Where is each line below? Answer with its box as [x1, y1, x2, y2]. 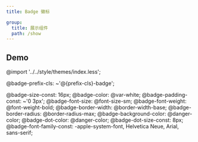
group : [6, 19, 23, 26]
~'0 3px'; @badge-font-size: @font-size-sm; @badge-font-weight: [23, 97, 187, 105]
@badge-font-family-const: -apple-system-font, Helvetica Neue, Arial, [6, 123, 180, 130]
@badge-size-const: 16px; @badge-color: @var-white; [6, 91, 141, 99]
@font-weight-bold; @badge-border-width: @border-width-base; [6, 104, 168, 111]
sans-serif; [6, 129, 33, 137]
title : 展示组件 [11, 25, 49, 31]
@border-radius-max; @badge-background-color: [42, 111, 166, 118]
